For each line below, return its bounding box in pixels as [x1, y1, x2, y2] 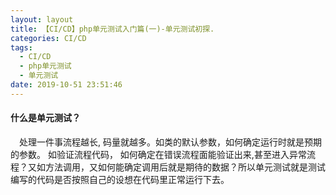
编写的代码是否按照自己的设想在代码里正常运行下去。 [10, 173, 230, 185]
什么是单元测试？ [10, 112, 81, 124]
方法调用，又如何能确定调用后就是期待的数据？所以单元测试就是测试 [44, 161, 326, 173]
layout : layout [10, 14, 74, 25]
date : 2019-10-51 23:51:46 [10, 80, 123, 90]
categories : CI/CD [10, 33, 87, 43]
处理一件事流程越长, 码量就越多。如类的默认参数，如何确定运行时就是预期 [19, 136, 322, 148]
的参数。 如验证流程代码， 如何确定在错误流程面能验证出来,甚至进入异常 [10, 148, 307, 160]
